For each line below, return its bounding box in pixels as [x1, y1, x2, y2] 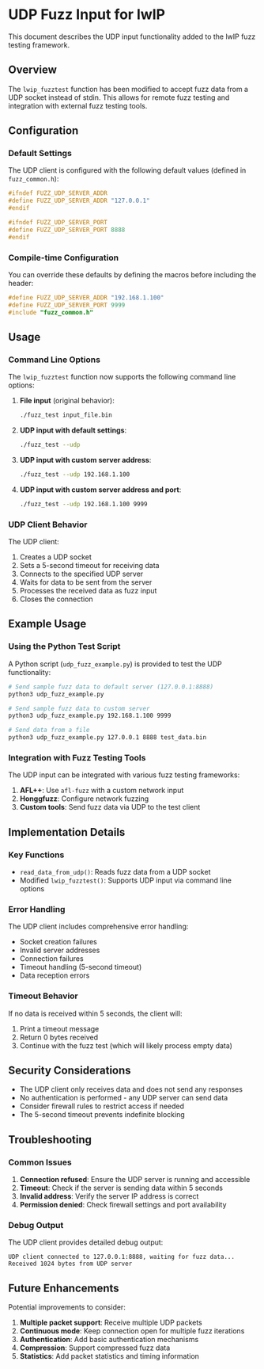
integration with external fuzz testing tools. [8, 101, 148, 110]
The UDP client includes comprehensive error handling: [8, 921, 189, 932]
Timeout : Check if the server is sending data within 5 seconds [19, 1183, 224, 1193]
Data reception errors [19, 971, 90, 980]
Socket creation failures [19, 937, 97, 947]
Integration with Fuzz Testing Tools [8, 752, 146, 763]
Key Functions [8, 849, 65, 860]
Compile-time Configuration [8, 252, 119, 263]
